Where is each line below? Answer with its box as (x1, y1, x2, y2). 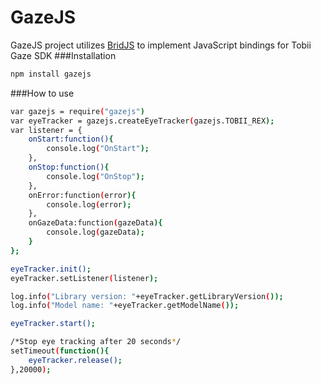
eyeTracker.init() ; (10, 264, 92, 274)
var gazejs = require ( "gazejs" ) (10, 106, 145, 116)
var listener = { (10, 125, 83, 135)
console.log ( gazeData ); (46, 227, 145, 238)
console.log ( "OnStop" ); (46, 171, 145, 181)
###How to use (10, 87, 75, 99)
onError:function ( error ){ (28, 190, 137, 200)
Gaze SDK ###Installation (10, 49, 117, 61)
